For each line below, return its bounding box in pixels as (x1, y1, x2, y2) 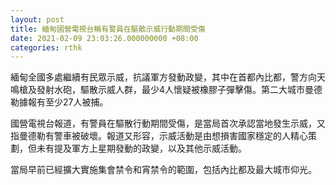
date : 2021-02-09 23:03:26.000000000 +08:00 (10, 33, 199, 43)
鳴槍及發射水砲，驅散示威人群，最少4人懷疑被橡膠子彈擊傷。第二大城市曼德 (10, 84, 323, 96)
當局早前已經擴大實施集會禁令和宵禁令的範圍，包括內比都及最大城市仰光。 (10, 164, 317, 176)
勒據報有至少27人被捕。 (10, 96, 109, 108)
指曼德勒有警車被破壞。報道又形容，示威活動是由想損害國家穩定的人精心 (10, 130, 308, 142)
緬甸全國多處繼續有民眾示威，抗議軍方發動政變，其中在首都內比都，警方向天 (10, 71, 326, 83)
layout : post (10, 14, 65, 25)
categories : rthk (10, 42, 83, 53)
